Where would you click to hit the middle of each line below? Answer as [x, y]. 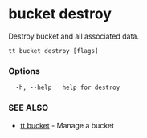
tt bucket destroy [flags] [53, 51]
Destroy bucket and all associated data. [73, 36]
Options [24, 71]
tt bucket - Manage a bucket [67, 125]
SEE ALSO [29, 108]
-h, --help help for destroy [68, 88]
